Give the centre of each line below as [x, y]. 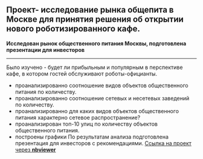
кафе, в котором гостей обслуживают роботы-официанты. [82, 73]
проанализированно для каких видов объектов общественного [97, 111]
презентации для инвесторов [46, 50]
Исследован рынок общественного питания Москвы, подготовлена [96, 43]
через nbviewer [35, 149]
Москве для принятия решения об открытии [95, 20]
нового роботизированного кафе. [73, 29]
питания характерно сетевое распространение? [78, 117]
